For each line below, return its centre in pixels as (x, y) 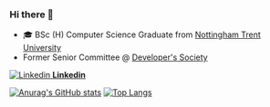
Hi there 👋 (32, 15)
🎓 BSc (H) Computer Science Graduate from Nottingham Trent (142, 34)
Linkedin (69, 75)
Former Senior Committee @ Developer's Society (115, 57)
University (42, 48)
